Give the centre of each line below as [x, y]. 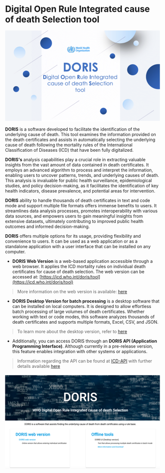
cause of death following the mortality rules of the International [69, 145]
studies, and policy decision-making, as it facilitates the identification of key [82, 186]
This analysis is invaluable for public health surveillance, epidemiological [79, 181]
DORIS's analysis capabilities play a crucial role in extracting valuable [75, 160]
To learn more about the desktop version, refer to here [72, 332]
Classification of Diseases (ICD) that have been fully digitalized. [69, 150]
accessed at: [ [27, 277]
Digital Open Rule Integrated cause [78, 9]
